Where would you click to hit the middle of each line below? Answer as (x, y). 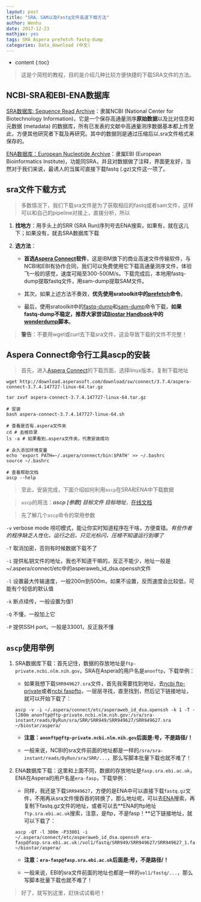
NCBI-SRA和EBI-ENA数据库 (58, 96)
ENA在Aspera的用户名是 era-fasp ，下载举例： (71, 778)
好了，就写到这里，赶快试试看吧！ (63, 893)
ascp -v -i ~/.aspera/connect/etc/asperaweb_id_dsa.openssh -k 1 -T (102, 710)
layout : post (22, 12)
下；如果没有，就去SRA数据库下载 (57, 233)
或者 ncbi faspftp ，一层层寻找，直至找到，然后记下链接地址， (116, 691)
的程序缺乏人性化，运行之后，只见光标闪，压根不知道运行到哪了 (85, 535)
